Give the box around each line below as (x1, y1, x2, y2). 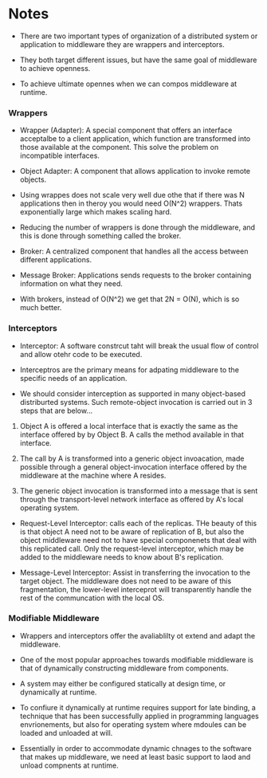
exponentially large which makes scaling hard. (19, 207, 172, 217)
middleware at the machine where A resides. (19, 470, 167, 480)
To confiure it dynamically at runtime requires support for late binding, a (19, 702, 257, 712)
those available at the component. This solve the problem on (19, 143, 219, 152)
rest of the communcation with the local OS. (19, 593, 165, 603)
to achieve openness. (19, 63, 91, 73)
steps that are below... (19, 406, 93, 415)
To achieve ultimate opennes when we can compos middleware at (19, 79, 238, 88)
